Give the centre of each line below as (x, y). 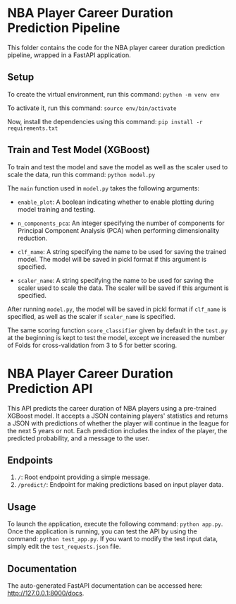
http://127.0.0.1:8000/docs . (46, 593)
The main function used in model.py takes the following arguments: (103, 188)
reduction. (32, 238)
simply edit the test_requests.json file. (64, 546)
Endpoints (30, 460)
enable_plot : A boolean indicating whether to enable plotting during (116, 202)
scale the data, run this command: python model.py (81, 174)
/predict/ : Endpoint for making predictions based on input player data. (120, 485)
